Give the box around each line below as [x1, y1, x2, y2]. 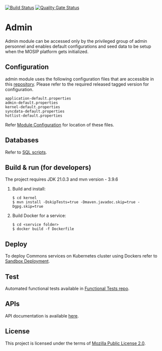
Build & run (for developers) [5, 163, 92, 172]
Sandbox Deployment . [5, 258, 50, 264]
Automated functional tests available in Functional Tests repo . [5, 286, 130, 291]
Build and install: [12, 186, 46, 192]
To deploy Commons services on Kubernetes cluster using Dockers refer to [5, 253, 158, 259]
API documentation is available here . [5, 313, 79, 319]
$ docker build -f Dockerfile [12, 226, 75, 231]
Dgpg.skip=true [12, 204, 44, 209]
